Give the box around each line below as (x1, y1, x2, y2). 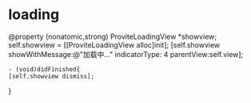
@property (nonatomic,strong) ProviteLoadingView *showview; (8, 32, 217, 41)
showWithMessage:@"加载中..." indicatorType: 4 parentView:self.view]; (8, 49, 244, 59)
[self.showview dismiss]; (8, 72, 94, 80)
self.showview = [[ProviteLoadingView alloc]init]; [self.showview (8, 40, 221, 49)
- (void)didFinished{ (8, 65, 81, 73)
